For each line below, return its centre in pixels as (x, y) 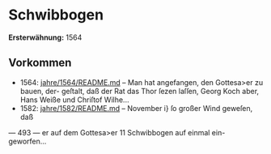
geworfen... (28, 141)
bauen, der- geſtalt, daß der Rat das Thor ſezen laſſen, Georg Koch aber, (140, 91)
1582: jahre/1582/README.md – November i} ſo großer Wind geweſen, (136, 108)
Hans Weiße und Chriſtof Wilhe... (74, 100)
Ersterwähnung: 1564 (45, 37)
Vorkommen (40, 63)
